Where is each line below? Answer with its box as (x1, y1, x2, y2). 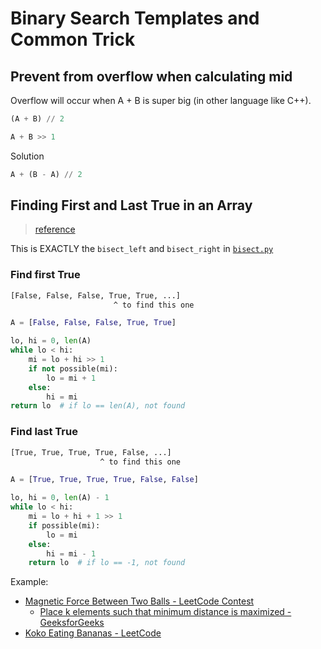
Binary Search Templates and (10, 7, 260, 30)
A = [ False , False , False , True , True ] (10, 318, 177, 328)
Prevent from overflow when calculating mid (10, 68, 293, 85)
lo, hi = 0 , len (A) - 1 (10, 493, 110, 503)
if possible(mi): (28, 520, 101, 531)
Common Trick (10, 28, 136, 51)
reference (34, 223, 76, 236)
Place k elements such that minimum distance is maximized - (39, 606, 292, 618)
